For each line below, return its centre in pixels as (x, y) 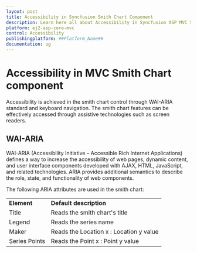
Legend (20, 222)
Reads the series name (82, 222)
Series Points (27, 241)
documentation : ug (28, 45)
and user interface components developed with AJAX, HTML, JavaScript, (95, 165)
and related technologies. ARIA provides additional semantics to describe (95, 172)
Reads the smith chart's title (89, 213)
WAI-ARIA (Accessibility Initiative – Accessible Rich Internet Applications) (94, 153)
